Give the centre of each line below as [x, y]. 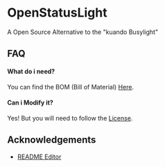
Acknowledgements [52, 140]
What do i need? [31, 71]
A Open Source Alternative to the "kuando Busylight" [82, 32]
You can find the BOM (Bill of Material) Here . [70, 87]
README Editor [39, 157]
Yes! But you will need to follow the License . [70, 118]
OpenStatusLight [57, 13]
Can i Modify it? [30, 103]
